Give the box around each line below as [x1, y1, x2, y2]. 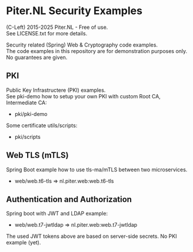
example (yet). [6, 239, 41, 246]
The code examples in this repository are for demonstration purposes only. [6, 47, 188, 54]
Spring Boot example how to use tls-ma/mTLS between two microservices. [6, 166, 188, 173]
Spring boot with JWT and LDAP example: [6, 210, 108, 217]
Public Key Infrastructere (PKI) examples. [6, 87, 106, 94]
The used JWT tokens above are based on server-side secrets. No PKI [6, 233, 177, 240]
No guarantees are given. [6, 54, 68, 61]
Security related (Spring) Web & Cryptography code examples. [6, 41, 158, 48]
